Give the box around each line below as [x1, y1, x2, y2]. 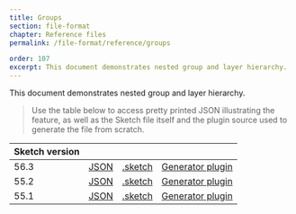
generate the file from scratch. [31, 124, 145, 135]
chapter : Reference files [9, 30, 106, 39]
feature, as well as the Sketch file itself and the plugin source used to [31, 114, 288, 125]
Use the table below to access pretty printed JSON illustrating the [31, 105, 275, 115]
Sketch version [13, 146, 80, 157]
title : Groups [9, 13, 63, 22]
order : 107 [9, 55, 50, 64]
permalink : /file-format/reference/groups [9, 38, 171, 48]
